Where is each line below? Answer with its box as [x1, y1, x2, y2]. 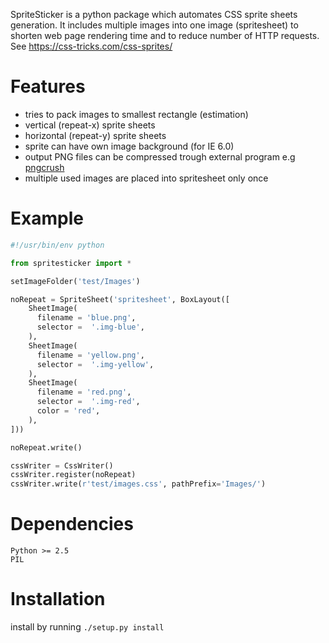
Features [10, 75, 86, 98]
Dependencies [10, 513, 134, 536]
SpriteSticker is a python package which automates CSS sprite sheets [10, 9, 298, 20]
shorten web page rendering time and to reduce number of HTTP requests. [10, 30, 320, 41]
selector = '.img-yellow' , [36, 359, 155, 369]
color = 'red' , [36, 406, 101, 416]
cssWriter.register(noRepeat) [10, 470, 137, 480]
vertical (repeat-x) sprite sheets [24, 119, 156, 131]
